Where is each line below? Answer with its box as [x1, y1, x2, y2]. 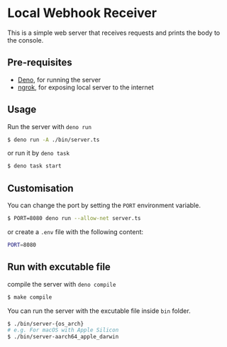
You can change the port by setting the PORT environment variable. [7, 201, 201, 210]
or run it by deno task [7, 149, 70, 158]
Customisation [7, 182, 74, 194]
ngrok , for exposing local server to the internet [17, 83, 154, 92]
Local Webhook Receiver [7, 5, 157, 21]
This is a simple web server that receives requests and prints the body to [7, 28, 221, 37]
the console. [7, 35, 44, 44]
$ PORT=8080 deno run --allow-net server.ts [7, 215, 141, 222]
